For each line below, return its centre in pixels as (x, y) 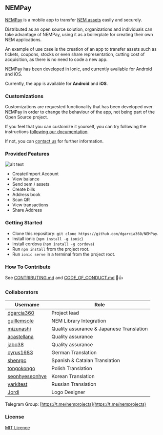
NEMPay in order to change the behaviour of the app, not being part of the (80, 112)
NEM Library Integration (79, 321)
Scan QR (21, 200)
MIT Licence (18, 427)
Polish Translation (72, 369)
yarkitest (18, 384)
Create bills (23, 189)
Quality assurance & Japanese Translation (100, 329)
